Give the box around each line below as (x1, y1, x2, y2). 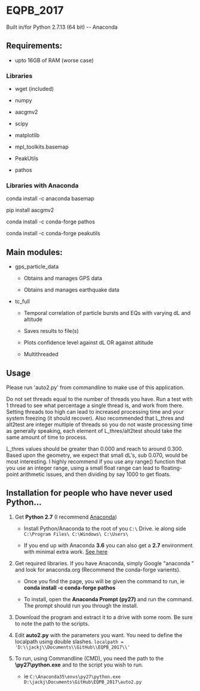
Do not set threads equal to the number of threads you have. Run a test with (6, 395, 193, 402)
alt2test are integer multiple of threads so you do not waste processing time (6, 420, 193, 428)
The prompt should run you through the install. (23, 602, 139, 609)
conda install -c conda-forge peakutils (6, 230, 100, 237)
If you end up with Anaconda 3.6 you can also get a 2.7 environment (23, 541, 193, 548)
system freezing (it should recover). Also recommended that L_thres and (6, 414, 184, 422)
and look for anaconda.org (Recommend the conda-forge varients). (14, 566, 181, 573)
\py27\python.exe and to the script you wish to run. (14, 661, 143, 668)
